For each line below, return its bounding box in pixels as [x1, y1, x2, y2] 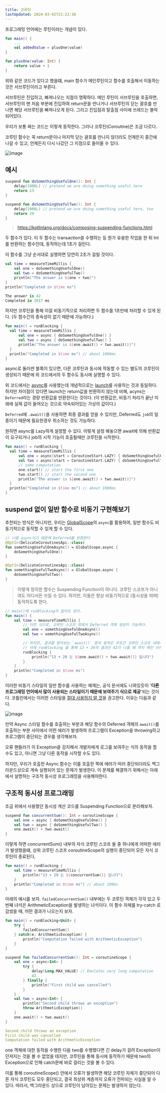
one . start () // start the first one [18, 467, 94, 472]
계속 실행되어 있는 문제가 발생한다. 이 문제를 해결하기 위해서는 [30, 767, 149, 773]
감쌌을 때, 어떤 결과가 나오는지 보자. [5, 908, 74, 915]
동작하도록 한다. [17, 598, 48, 605]
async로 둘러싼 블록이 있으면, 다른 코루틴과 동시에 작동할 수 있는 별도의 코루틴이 [5, 365, 160, 372]
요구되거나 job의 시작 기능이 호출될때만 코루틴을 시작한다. [10, 434, 121, 440]
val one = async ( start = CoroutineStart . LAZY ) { [18, 454, 121, 459]
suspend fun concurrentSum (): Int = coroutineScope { [5, 813, 119, 818]
